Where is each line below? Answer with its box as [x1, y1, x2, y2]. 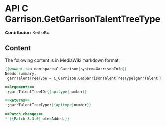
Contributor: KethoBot [5, 30, 51, 35]
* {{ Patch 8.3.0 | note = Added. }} [5, 116, 70, 121]
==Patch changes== [5, 111, 43, 116]
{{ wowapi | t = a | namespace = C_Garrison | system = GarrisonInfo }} [5, 66, 127, 71]
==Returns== [5, 98, 30, 103]
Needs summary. [5, 71, 37, 76]
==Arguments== [5, 85, 35, 90]
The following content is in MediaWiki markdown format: [5, 57, 120, 63]
